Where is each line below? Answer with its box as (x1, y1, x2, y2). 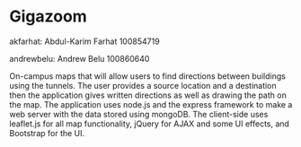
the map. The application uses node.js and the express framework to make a (9, 99, 293, 109)
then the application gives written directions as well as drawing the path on (9, 90, 288, 100)
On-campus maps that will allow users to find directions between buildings (9, 70, 286, 82)
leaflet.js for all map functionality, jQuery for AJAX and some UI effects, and (9, 118, 290, 129)
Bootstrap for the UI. (9, 127, 85, 138)
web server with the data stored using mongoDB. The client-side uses (9, 108, 269, 119)
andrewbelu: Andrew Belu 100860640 (9, 53, 150, 64)
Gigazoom (9, 6, 87, 27)
